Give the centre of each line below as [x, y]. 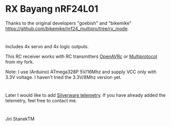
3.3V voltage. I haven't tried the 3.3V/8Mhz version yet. [63, 77]
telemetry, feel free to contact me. [41, 101]
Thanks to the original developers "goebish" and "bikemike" [68, 23]
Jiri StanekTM [20, 119]
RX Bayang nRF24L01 [52, 9]
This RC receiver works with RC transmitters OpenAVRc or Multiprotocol [81, 56]
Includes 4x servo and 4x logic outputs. [47, 47]
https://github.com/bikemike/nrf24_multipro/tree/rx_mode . [67, 28]
